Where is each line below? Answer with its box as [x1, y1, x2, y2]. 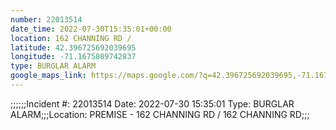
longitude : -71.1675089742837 [10, 52, 137, 62]
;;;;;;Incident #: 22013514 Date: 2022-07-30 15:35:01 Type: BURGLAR [10, 97, 295, 110]
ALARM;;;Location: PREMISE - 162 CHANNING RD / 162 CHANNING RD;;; [10, 108, 310, 120]
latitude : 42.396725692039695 [10, 42, 137, 53]
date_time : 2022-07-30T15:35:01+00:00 [10, 24, 172, 34]
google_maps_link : [10, 71, 87, 81]
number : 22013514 [10, 14, 83, 25]
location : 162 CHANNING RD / [10, 33, 132, 43]
